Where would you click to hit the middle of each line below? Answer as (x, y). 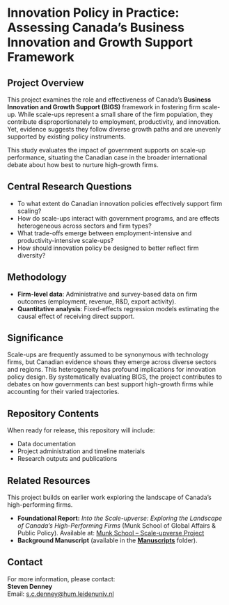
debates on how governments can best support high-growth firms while (110, 384)
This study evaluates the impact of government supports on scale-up (106, 150)
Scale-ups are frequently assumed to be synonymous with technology (108, 355)
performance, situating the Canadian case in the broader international (107, 157)
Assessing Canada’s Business (96, 28)
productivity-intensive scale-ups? (65, 240)
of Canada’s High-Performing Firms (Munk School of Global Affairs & (116, 526)
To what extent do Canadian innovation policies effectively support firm (120, 203)
